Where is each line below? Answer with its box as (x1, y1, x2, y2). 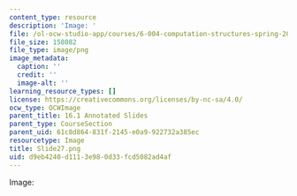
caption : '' (17, 63, 62, 72)
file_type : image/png (9, 46, 89, 55)
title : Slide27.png (9, 144, 81, 153)
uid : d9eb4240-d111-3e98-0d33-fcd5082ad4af (9, 152, 172, 162)
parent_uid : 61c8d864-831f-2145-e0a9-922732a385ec (9, 128, 200, 137)
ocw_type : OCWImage (9, 103, 81, 112)
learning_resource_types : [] (9, 87, 117, 95)
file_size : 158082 (9, 37, 77, 47)
